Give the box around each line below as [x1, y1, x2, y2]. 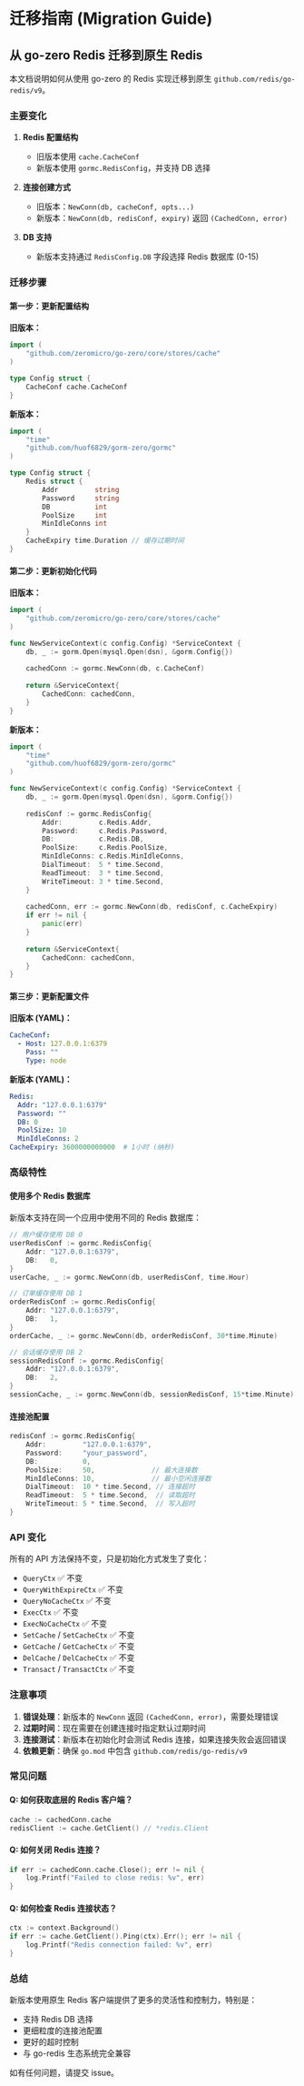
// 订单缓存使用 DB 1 [9, 1289, 83, 1298]
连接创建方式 [22, 182, 71, 193]
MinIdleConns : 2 [17, 1134, 79, 1144]
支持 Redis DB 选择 [22, 2014, 93, 2025]
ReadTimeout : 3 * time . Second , [42, 868, 165, 878]
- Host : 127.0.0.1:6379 [17, 1039, 107, 1049]
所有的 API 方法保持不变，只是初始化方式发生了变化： [9, 1553, 211, 1565]
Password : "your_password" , [25, 1448, 148, 1457]
